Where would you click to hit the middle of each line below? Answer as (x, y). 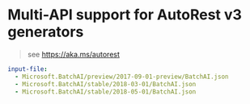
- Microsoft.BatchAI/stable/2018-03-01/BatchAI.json (106, 84)
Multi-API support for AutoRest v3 (125, 15)
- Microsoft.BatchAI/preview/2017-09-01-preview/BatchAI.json (122, 77)
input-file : (28, 69)
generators (46, 32)
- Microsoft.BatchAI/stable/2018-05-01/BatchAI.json (106, 92)
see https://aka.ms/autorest (74, 54)
